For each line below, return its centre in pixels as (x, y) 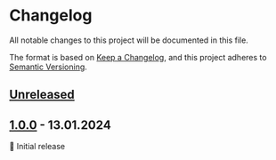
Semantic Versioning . (48, 67)
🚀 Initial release (37, 147)
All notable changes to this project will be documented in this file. (129, 40)
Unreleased (42, 95)
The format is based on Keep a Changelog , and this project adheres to (138, 57)
